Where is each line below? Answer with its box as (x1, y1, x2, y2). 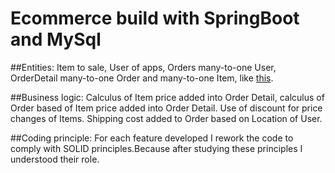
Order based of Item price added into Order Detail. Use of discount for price (10, 102, 323, 114)
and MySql (10, 28, 102, 51)
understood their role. (10, 153, 100, 165)
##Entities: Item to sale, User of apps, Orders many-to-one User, (10, 61, 277, 73)
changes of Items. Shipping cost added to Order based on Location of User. (10, 112, 323, 124)
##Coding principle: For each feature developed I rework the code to (10, 132, 294, 144)
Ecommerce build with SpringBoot (10, 7, 300, 30)
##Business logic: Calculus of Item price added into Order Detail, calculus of (10, 91, 325, 103)
